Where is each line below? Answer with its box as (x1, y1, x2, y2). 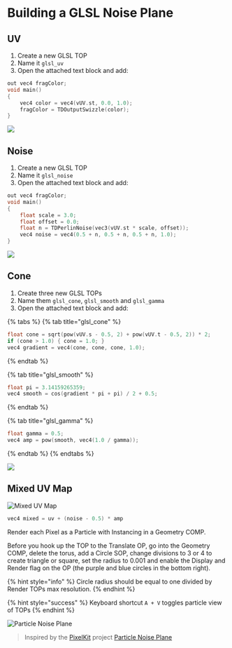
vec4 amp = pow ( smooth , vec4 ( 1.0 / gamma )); (7, 437, 139, 444)
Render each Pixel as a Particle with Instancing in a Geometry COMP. (7, 527, 206, 536)
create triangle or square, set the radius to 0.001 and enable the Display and (7, 556, 226, 565)
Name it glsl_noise (17, 171, 73, 180)
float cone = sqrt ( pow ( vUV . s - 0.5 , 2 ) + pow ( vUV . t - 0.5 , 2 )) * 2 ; (7, 331, 211, 338)
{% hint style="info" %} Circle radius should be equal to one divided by (7, 577, 212, 586)
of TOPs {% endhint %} (7, 605, 75, 614)
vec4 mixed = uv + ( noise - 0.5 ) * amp (7, 515, 124, 522)
